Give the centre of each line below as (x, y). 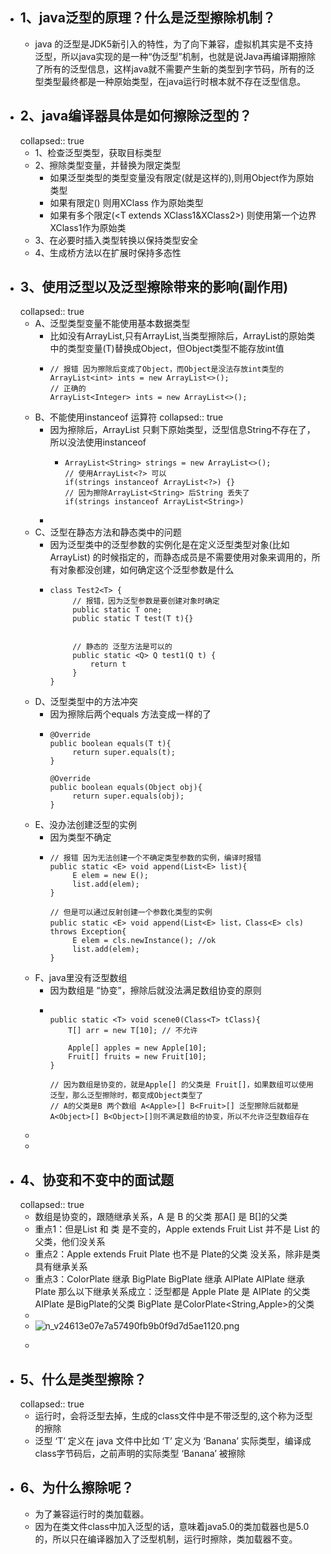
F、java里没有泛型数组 (81, 978)
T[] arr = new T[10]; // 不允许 (133, 1031)
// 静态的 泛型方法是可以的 (122, 647)
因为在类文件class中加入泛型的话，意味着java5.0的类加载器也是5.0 (172, 1526)
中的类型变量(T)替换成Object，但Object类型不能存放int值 (167, 349)
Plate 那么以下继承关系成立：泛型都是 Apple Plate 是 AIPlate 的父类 (172, 1292)
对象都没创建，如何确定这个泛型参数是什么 (146, 570)
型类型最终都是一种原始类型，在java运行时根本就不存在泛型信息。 (170, 81)
